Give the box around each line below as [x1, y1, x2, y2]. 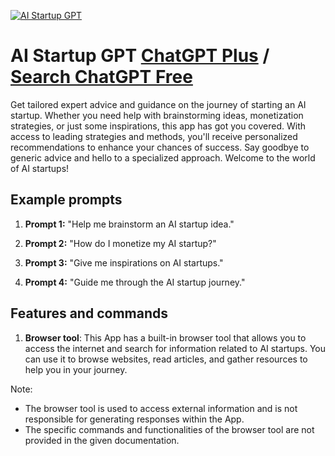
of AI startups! [10, 162, 70, 174]
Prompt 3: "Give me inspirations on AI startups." [24, 256, 224, 269]
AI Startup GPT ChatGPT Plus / [10, 45, 270, 67]
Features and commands [10, 305, 168, 322]
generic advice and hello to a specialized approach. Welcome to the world [10, 151, 316, 164]
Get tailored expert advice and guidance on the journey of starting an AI [10, 98, 307, 110]
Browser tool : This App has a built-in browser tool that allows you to [24, 331, 307, 344]
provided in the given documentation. [24, 434, 180, 446]
